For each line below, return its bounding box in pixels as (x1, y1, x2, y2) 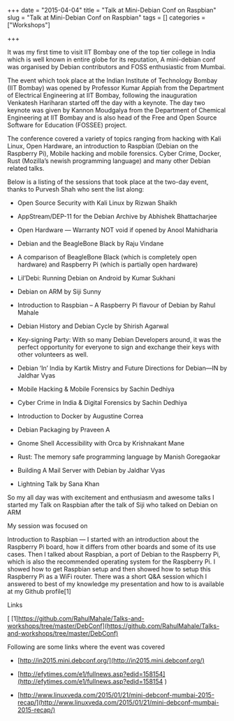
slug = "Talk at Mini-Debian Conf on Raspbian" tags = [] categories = (7, 13, 206, 22)
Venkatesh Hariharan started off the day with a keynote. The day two (7, 99, 205, 107)
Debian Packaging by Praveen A (17, 426, 110, 434)
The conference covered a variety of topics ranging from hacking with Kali (7, 134, 221, 143)
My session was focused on (7, 522, 88, 530)
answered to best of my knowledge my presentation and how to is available (7, 580, 225, 588)
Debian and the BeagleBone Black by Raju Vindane (17, 239, 164, 248)
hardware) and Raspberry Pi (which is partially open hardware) (17, 260, 198, 269)
